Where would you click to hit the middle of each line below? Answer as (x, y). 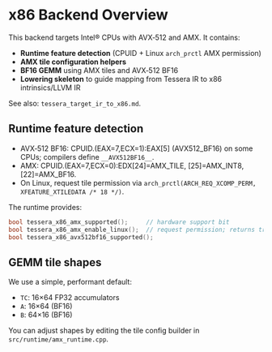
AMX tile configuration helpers (73, 62)
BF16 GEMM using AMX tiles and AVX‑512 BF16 (99, 70)
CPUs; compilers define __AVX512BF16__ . (87, 157)
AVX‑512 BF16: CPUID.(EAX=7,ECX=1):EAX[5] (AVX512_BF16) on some (136, 148)
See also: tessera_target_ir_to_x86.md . (75, 103)
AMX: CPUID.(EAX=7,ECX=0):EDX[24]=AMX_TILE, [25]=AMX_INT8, (132, 165)
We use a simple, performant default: (70, 282)
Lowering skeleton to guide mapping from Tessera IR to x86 (121, 79)
